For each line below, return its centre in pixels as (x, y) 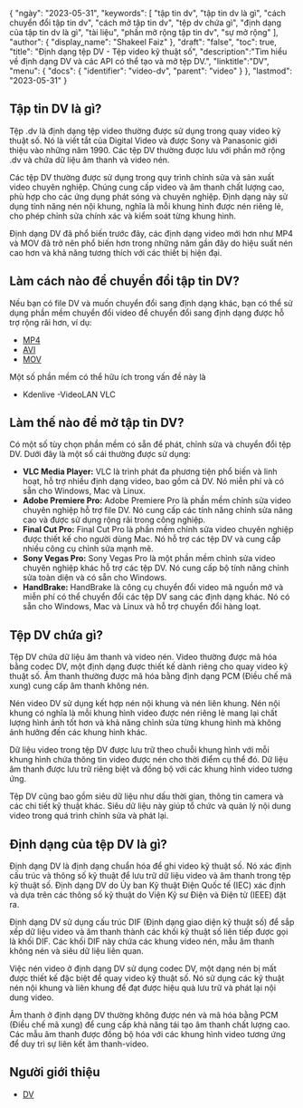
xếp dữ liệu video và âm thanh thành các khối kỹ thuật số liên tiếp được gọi (149, 932)
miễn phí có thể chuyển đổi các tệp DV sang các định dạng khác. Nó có (156, 597)
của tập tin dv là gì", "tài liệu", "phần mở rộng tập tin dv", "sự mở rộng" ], (144, 32)
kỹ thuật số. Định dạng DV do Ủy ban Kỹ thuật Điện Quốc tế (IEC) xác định (148, 885)
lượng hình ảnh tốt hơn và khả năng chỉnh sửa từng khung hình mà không (146, 723)
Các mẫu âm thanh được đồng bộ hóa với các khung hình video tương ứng (148, 1035)
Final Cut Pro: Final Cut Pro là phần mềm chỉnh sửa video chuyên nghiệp (158, 530)
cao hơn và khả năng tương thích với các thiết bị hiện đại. (116, 252)
